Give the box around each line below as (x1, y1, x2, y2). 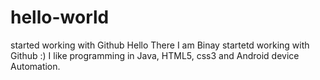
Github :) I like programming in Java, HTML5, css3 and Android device (10, 49, 300, 61)
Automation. (10, 60, 61, 72)
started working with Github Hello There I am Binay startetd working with (10, 39, 310, 51)
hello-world (10, 6, 110, 29)
